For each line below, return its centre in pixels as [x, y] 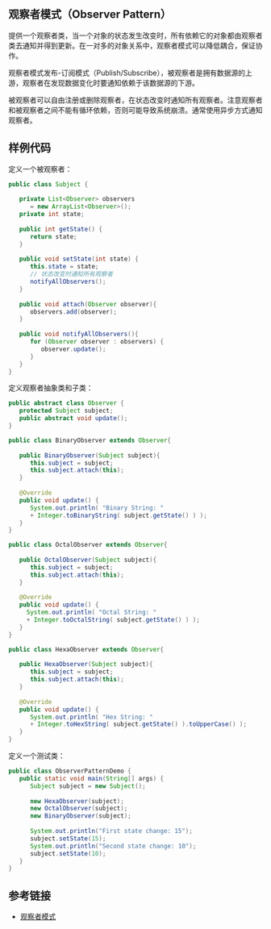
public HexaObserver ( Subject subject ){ [86, 664]
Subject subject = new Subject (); [88, 786]
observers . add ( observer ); [73, 312]
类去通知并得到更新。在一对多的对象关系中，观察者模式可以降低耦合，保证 [132, 45]
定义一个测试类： [37, 756]
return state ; [54, 236]
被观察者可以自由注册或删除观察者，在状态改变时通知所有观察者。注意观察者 [135, 100]
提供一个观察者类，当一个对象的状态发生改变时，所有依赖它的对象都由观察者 [135, 35]
